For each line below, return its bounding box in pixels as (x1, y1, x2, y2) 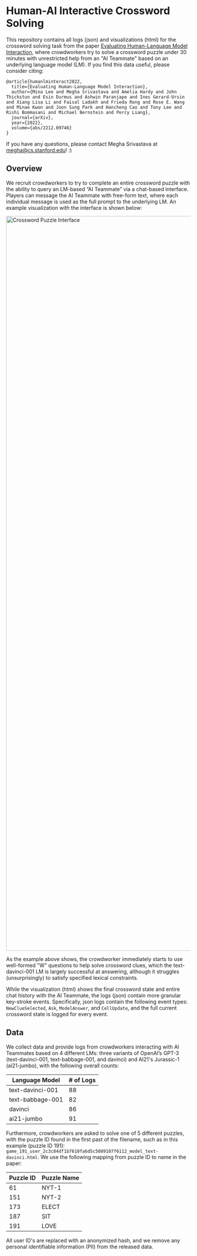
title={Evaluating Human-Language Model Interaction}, (11, 83, 148, 89)
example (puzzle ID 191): (6, 1142, 65, 1149)
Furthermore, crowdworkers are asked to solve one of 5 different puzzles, (6, 1130, 185, 1137)
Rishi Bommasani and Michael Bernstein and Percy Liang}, (6, 109, 151, 115)
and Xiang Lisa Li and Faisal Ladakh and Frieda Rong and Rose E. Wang (6, 99, 185, 105)
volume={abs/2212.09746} (11, 125, 72, 130)
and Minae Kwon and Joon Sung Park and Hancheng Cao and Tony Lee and (6, 104, 182, 110)
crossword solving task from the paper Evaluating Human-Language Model (6, 42, 188, 49)
